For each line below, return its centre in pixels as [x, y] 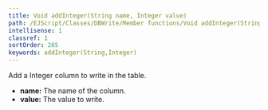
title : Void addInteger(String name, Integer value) [98, 16]
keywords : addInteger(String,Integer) [73, 53]
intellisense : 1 [35, 30]
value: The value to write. [62, 99]
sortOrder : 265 [33, 45]
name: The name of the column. [73, 91]
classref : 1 [28, 38]
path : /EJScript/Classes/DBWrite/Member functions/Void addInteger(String [135, 23]
